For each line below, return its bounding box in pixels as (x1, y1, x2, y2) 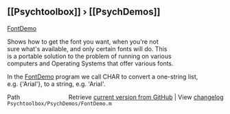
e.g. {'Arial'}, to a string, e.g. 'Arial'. (7, 79, 106, 88)
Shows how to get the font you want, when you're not (7, 38, 159, 46)
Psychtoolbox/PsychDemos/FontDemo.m (7, 100, 112, 107)
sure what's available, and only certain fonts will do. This (7, 44, 168, 53)
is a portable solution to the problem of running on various (7, 52, 172, 60)
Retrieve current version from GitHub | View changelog (68, 93, 224, 101)
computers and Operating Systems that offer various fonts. (7, 59, 174, 68)
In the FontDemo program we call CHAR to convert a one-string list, (7, 72, 198, 81)
